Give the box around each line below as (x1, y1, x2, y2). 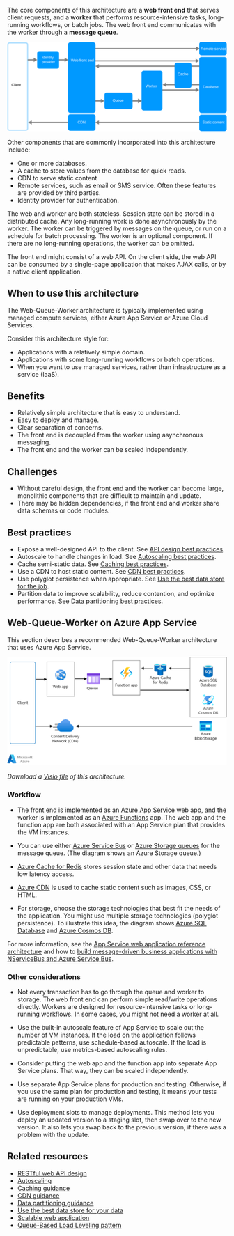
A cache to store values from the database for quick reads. (17, 166, 187, 175)
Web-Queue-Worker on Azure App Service (7, 617, 198, 629)
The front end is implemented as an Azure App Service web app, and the (17, 806, 227, 814)
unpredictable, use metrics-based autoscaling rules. (17, 1045, 168, 1054)
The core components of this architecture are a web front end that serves (7, 6, 219, 14)
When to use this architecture (7, 288, 139, 299)
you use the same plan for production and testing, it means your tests (17, 1087, 217, 1095)
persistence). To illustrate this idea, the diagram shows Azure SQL (17, 918, 207, 927)
